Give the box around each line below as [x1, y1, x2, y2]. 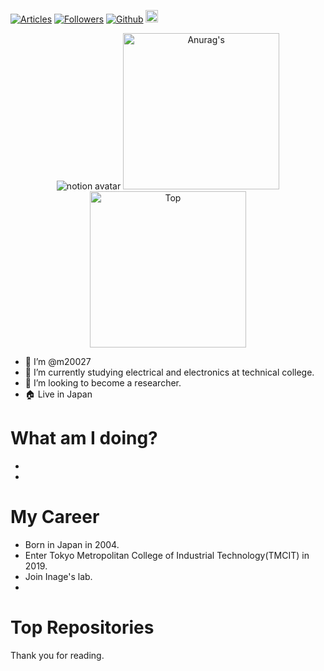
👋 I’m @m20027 [24, 356, 92, 367]
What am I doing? [10, 427, 158, 450]
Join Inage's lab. [24, 570, 93, 582]
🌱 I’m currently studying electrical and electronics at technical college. [24, 366, 315, 378]
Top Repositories [10, 616, 155, 639]
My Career [10, 506, 100, 529]
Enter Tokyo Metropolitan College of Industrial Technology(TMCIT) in [24, 549, 310, 561]
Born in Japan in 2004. [24, 538, 120, 550]
